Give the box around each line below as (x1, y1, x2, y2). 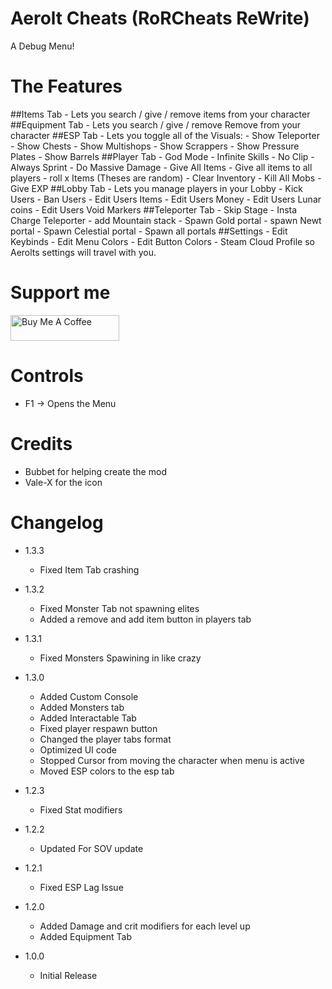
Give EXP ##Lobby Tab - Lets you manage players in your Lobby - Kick (10, 182, 303, 194)
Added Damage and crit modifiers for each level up (39, 920, 251, 932)
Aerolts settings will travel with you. (10, 246, 157, 258)
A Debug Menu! (10, 40, 75, 52)
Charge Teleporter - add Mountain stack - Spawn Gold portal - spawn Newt (10, 214, 322, 226)
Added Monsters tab (39, 701, 125, 713)
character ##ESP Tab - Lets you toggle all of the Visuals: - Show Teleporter (10, 129, 320, 141)
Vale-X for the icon (24, 476, 103, 488)
